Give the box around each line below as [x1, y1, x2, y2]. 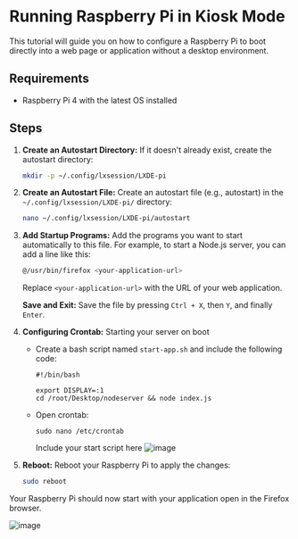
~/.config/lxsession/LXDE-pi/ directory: [21, 196, 172, 207]
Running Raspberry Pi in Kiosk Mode [9, 6, 286, 27]
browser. [9, 502, 42, 514]
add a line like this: [21, 249, 91, 260]
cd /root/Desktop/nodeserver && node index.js [35, 394, 212, 403]
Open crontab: [35, 410, 89, 420]
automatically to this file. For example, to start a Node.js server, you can [21, 239, 286, 251]
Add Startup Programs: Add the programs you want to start [21, 230, 244, 241]
